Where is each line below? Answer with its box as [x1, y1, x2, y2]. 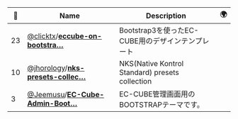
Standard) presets [119, 67, 179, 77]
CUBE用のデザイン [119, 36, 182, 45]
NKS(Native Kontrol [119, 59, 184, 68]
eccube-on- [57, 31, 103, 41]
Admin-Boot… [27, 98, 78, 108]
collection [119, 76, 152, 86]
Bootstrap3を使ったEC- [119, 25, 199, 35]
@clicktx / [27, 31, 59, 41]
